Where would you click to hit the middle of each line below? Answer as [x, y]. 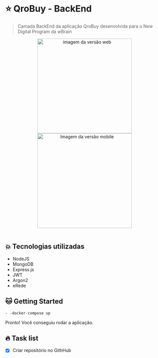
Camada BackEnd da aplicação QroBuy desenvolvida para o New [85, 26]
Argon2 [20, 280]
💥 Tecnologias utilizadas [45, 247]
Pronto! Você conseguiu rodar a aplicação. [50, 322]
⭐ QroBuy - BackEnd [49, 9]
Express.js [23, 269]
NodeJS [21, 259]
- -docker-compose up [28, 313]
